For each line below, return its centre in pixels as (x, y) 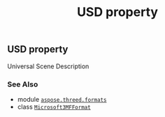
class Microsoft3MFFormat (54, 107)
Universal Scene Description (48, 66)
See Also (23, 84)
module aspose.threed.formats (62, 99)
